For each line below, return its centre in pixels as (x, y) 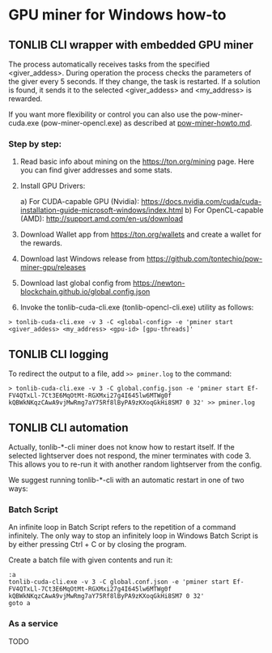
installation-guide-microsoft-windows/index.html (102, 210)
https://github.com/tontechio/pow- (205, 259)
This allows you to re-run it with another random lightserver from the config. (135, 464)
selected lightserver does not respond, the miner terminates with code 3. (130, 455)
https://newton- (159, 283)
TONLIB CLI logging (59, 354)
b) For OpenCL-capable (224, 210)
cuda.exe (24, 123)
